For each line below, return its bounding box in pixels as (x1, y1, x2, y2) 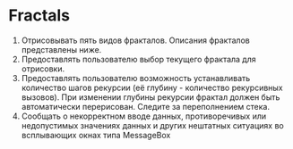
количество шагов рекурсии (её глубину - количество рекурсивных (21, 82, 283, 93)
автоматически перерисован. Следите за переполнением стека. (21, 101, 271, 112)
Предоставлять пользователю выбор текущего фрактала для (21, 54, 256, 64)
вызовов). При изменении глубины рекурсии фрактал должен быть (21, 91, 280, 103)
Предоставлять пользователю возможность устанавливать (21, 72, 251, 83)
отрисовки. (21, 63, 65, 74)
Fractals (8, 5, 71, 26)
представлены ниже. (21, 44, 102, 54)
